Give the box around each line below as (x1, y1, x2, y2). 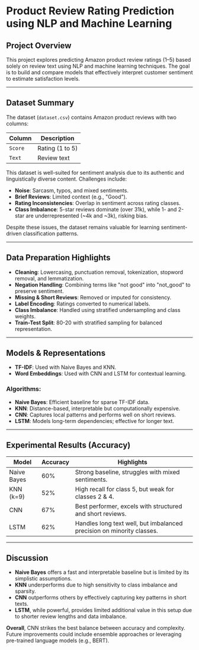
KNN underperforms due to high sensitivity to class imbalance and (14, 581, 178, 589)
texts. (14, 600, 28, 607)
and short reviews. (75, 509, 127, 518)
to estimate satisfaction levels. (6, 75, 80, 82)
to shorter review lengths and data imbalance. (14, 613, 127, 620)
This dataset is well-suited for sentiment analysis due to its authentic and (6, 169, 185, 176)
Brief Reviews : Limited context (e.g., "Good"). (14, 193, 127, 200)
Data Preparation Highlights (6, 253, 111, 263)
